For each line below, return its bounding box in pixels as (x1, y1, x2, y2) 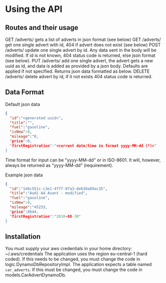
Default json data (5, 101, 40, 107)
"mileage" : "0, (9, 134, 39, 139)
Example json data (5, 172, 43, 178)
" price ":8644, (9, 209, 39, 214)
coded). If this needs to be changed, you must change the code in (5, 256, 141, 262)
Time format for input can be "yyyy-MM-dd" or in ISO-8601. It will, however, (5, 157, 161, 163)
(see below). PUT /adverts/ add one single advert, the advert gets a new (5, 58, 153, 63)
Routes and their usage (5, 23, 79, 32)
